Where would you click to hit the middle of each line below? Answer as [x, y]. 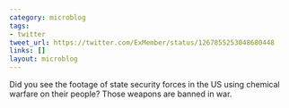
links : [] [28, 51]
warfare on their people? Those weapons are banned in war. [121, 94]
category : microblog [48, 17]
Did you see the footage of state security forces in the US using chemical [144, 84]
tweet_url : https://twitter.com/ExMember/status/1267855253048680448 [142, 42]
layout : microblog [44, 59]
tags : [19, 26]
